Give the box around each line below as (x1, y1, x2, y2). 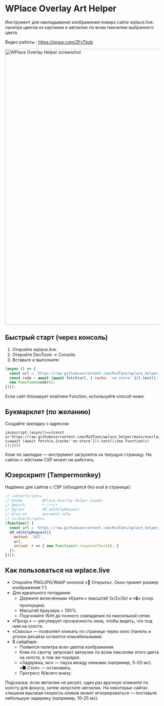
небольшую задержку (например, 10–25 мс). (5, 695, 99, 701)
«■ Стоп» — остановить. (19, 665, 72, 671)
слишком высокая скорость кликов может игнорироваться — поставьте (5, 690, 157, 696)
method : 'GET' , (14, 534, 45, 539)
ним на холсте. (12, 623, 44, 629)
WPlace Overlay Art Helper (5, 3, 117, 14)
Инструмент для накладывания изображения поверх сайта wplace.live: (5, 19, 154, 25)
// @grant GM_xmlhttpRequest (5, 507, 80, 512)
